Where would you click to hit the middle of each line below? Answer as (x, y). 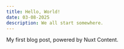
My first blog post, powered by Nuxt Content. (62, 40)
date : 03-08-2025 (28, 17)
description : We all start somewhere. (55, 23)
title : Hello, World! (33, 12)
